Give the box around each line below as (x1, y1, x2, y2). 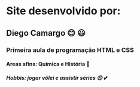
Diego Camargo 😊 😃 (6, 28, 86, 38)
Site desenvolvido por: (6, 4, 121, 18)
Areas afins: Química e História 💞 (6, 61, 90, 68)
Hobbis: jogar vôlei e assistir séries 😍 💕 (6, 74, 107, 81)
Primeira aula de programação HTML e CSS (6, 46, 135, 54)
